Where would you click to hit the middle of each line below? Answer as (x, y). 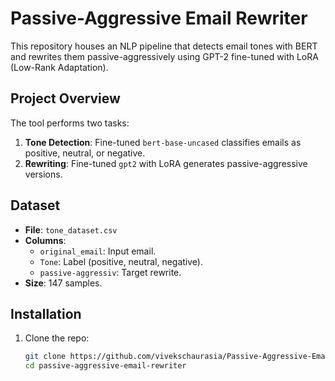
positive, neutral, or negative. (85, 153)
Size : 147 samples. (63, 283)
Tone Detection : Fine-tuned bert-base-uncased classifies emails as (163, 142)
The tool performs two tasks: (70, 123)
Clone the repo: (57, 338)
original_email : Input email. (98, 251)
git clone (45, 357)
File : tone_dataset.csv (71, 229)
